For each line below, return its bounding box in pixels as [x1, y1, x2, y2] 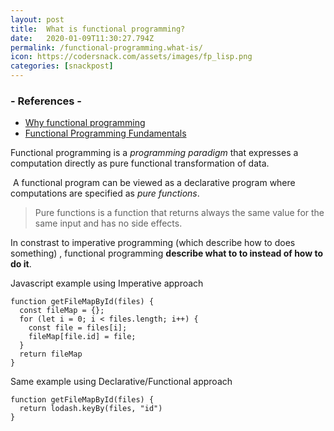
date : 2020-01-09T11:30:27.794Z [10, 33, 155, 43]
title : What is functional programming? [10, 24, 186, 34]
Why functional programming [24, 117, 146, 129]
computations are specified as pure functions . [10, 187, 200, 200]
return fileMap [19, 349, 83, 360]
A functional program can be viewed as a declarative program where [12, 177, 296, 189]
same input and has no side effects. [34, 217, 183, 230]
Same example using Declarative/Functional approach [10, 376, 233, 388]
